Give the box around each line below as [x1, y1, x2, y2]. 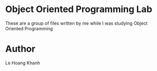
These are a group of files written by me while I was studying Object [5, 20, 148, 26]
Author [5, 43, 35, 55]
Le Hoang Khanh [5, 59, 41, 66]
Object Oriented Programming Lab [5, 4, 152, 15]
